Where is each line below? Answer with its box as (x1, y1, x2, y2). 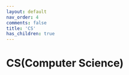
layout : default (6, 8, 47, 15)
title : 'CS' (6, 25, 36, 32)
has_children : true (6, 31, 55, 37)
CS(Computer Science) (6, 57, 124, 70)
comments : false (6, 20, 47, 26)
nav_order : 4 (6, 14, 39, 20)
